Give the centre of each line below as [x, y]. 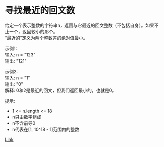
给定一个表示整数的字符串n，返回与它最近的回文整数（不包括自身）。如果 [80, 25]
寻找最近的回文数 [40, 10]
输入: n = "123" [20, 54]
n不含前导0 [24, 123]
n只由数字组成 [27, 117]
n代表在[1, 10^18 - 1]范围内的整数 [46, 129]
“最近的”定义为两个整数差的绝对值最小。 [47, 38]
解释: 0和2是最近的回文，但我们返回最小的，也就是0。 [61, 90]
